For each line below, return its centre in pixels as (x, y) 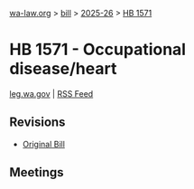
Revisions (37, 123)
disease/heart (63, 69)
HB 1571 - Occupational (98, 50)
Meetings (37, 172)
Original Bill (44, 144)
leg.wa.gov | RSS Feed (51, 93)
